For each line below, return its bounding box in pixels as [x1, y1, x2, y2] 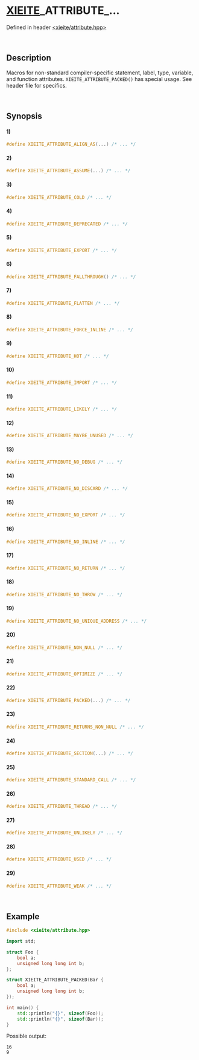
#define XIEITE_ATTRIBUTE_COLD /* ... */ [6, 194, 112, 200]
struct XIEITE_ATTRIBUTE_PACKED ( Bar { [6, 977, 104, 983]
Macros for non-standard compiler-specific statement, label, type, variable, [6, 69, 194, 76]
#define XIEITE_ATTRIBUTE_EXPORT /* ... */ [6, 247, 118, 253]
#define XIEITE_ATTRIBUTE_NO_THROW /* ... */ [6, 591, 122, 597]
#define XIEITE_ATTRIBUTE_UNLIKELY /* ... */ [6, 830, 122, 836]
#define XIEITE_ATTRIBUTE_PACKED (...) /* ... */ [6, 697, 131, 703]
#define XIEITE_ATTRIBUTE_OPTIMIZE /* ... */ [6, 671, 122, 677]
